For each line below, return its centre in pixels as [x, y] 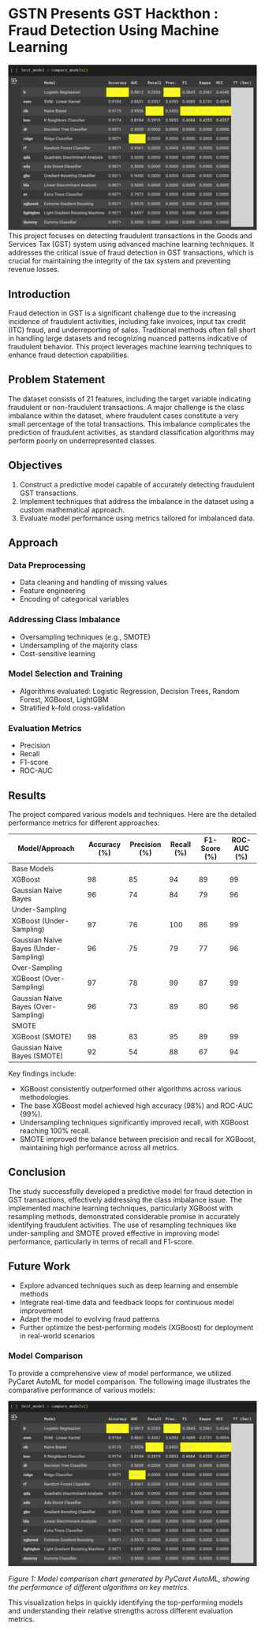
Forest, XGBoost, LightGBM [64, 699]
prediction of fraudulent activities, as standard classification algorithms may [131, 432]
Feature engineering [52, 591]
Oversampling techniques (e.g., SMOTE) [85, 636]
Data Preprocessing [47, 565]
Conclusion [37, 1172]
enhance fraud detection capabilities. [69, 355]
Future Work [39, 1266]
